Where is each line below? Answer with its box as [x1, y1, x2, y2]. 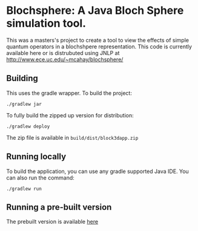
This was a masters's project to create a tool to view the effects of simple [6, 36, 190, 44]
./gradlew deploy [6, 123, 50, 129]
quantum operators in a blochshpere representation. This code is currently [6, 43, 193, 50]
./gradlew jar [6, 101, 42, 107]
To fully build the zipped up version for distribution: [6, 111, 134, 119]
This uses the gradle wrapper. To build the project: [6, 89, 132, 97]
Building [6, 73, 38, 83]
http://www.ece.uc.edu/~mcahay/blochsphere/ [6, 56, 124, 63]
